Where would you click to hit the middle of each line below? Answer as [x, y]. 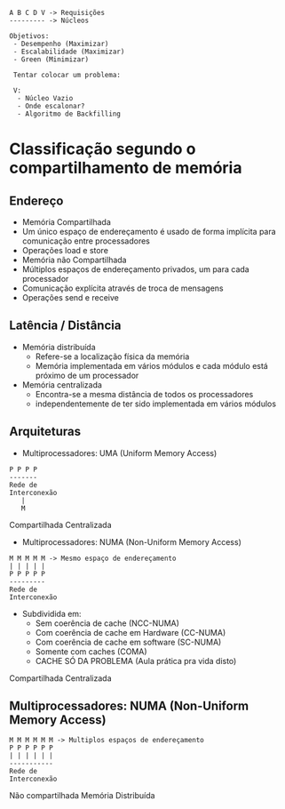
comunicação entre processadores [86, 241]
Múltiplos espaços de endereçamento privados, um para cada [136, 269]
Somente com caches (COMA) [91, 651]
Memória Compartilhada [66, 222]
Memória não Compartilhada [74, 260]
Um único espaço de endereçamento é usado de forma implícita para [149, 232]
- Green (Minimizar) [51, 60]
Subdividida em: [51, 613]
